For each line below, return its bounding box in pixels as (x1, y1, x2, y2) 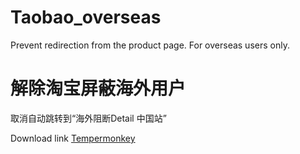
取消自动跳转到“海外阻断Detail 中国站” (10, 112, 167, 124)
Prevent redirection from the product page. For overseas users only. (10, 39, 290, 51)
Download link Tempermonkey (10, 132, 136, 144)
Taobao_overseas (10, 6, 162, 29)
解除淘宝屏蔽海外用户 (10, 77, 187, 100)
